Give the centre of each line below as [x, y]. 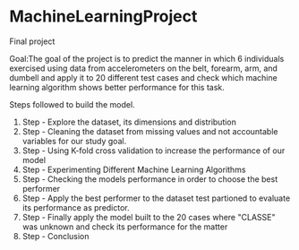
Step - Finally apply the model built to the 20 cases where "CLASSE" [149, 217]
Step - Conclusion [56, 236]
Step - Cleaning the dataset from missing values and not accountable [150, 131]
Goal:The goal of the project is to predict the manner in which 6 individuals [147, 58]
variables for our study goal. [74, 141]
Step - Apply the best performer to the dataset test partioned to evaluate [156, 198]
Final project [32, 41]
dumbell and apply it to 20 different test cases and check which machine [143, 77]
